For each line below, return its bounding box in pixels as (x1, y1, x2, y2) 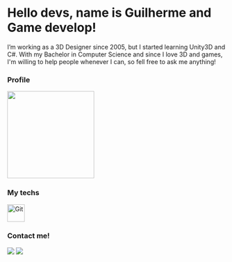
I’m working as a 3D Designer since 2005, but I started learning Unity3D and (7, 43, 226, 51)
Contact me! (7, 231, 50, 241)
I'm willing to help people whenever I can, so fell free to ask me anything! (7, 57, 217, 65)
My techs (7, 188, 40, 198)
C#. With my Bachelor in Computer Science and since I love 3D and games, (7, 50, 223, 59)
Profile (7, 75, 31, 84)
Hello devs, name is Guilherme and (7, 5, 212, 21)
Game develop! (7, 20, 97, 36)
